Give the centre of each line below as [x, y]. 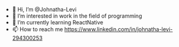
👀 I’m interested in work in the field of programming [77, 16]
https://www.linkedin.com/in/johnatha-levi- [118, 29]
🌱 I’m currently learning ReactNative [58, 22]
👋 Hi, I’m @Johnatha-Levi [44, 9]
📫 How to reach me [37, 29]
